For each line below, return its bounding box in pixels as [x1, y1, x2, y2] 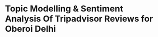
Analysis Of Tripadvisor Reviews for [5, 13, 153, 24]
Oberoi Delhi [5, 24, 56, 34]
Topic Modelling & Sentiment [5, 3, 124, 14]
